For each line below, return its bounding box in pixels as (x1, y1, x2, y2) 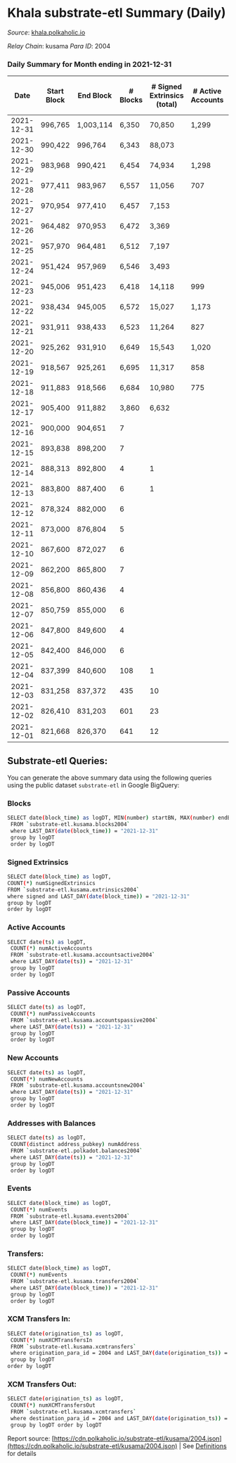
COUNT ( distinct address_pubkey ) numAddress (10, 1141, 140, 1148)
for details (7, 1449, 37, 1457)
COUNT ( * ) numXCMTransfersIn (10, 1336, 93, 1343)
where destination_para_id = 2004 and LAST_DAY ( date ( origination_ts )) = (10, 1415, 228, 1422)
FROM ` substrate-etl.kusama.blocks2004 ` (10, 821, 131, 828)
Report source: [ (7, 1434, 55, 1443)
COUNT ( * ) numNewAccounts (10, 1076, 83, 1083)
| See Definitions (178, 1441, 227, 1450)
